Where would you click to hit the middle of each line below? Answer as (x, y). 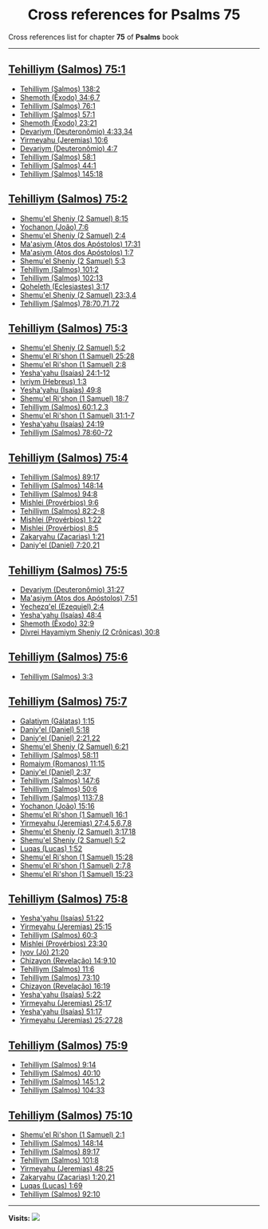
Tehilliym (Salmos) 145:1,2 (62, 1082)
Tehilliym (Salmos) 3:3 (56, 676)
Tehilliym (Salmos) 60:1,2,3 (64, 407)
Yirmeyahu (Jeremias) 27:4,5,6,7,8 (76, 823)
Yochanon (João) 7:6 (54, 226)
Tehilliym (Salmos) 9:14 (58, 1065)
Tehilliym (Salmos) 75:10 (71, 1115)
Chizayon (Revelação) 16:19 (65, 987)
